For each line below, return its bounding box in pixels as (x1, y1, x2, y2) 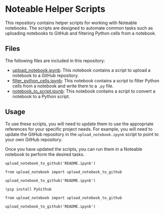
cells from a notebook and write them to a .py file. (12, 83, 114, 89)
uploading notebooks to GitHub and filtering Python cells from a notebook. (5, 30, 157, 36)
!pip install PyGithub (5, 186, 52, 192)
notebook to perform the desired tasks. (5, 151, 85, 157)
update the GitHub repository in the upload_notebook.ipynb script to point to (5, 131, 159, 137)
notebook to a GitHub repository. (12, 72, 79, 78)
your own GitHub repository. (5, 137, 63, 143)
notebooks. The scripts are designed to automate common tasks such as (5, 25, 153, 31)
